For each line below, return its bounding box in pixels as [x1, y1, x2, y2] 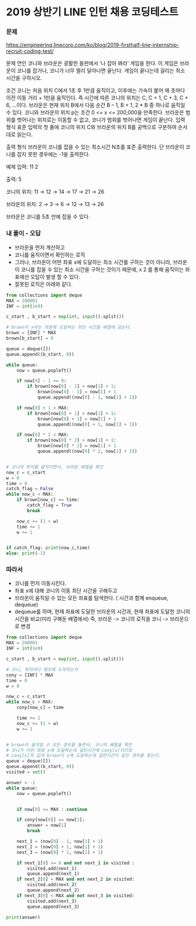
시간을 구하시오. [6, 75, 43, 82]
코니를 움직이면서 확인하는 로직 [14, 251, 85, 258]
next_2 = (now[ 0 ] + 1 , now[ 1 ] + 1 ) [16, 844, 104, 850]
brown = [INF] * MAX [6, 330, 57, 336]
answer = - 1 [6, 779, 35, 786]
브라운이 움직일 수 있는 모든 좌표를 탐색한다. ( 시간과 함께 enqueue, [14, 594, 169, 602]
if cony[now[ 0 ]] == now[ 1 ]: [16, 817, 85, 823]
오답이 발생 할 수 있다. [30, 273, 81, 280]
